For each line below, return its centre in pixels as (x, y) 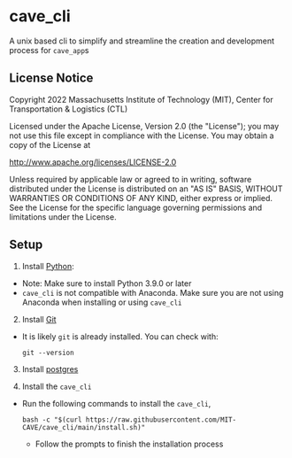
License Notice (51, 78)
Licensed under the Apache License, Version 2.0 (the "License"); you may (144, 126)
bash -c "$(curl (52, 419)
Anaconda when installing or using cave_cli (102, 302)
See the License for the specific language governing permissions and (136, 207)
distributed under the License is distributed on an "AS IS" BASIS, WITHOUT (146, 189)
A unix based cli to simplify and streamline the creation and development (142, 41)
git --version (48, 353)
